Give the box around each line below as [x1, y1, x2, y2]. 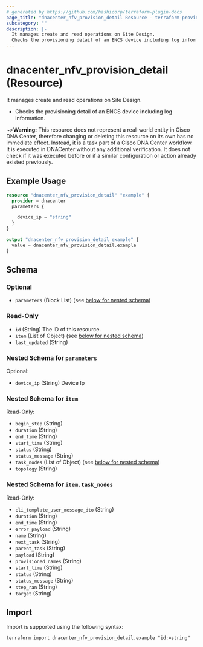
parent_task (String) [14, 544, 65, 552]
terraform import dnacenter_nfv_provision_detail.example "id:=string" [6, 635, 190, 641]
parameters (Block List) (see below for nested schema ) [14, 297, 151, 304]
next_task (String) [14, 538, 60, 545]
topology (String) [14, 465, 57, 472]
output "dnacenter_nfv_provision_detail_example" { [6, 237, 139, 243]
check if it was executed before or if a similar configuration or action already [6, 152, 196, 159]
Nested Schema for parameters [6, 353, 98, 362]
